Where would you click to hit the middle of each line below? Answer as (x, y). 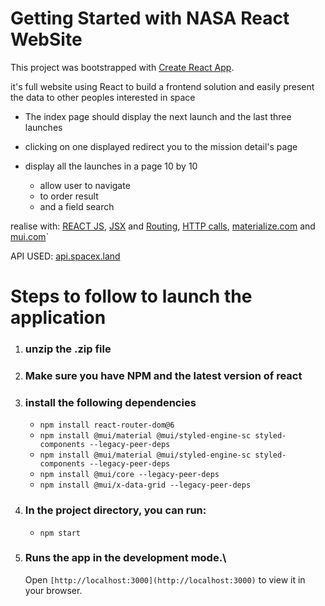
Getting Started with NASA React (150, 18)
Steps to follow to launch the (131, 296)
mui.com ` (30, 236)
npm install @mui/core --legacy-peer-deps (129, 475)
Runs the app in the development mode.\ (125, 558)
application (58, 318)
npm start (60, 533)
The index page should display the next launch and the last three (158, 116)
